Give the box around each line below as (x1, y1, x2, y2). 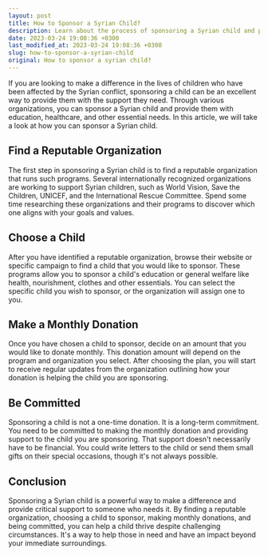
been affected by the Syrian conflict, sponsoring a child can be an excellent (8, 86, 257, 96)
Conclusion (8, 474, 67, 488)
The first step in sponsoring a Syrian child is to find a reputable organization (8, 165, 258, 174)
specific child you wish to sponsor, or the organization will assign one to (8, 286, 246, 296)
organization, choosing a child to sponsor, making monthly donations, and (8, 513, 251, 522)
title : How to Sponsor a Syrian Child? (8, 19, 141, 27)
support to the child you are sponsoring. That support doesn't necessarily (8, 434, 251, 444)
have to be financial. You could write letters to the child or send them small (8, 443, 254, 453)
